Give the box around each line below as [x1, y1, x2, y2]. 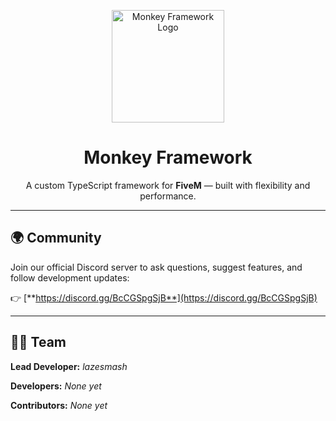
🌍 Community [10, 230, 102, 247]
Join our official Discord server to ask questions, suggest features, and [10, 261, 303, 273]
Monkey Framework [83, 146, 253, 169]
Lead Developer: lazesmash [10, 360, 128, 372]
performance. [139, 190, 197, 202]
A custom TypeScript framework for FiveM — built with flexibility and [25, 179, 311, 191]
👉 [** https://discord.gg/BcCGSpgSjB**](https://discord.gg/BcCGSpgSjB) [10, 291, 318, 304]
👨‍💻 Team [10, 334, 67, 351]
